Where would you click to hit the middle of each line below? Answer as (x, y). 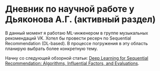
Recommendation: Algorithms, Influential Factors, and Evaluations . (72, 63)
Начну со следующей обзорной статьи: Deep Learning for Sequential (77, 58)
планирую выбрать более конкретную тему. (52, 48)
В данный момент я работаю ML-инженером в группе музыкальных (77, 33)
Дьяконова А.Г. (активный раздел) (80, 19)
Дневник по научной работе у (70, 9)
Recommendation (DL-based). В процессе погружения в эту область (77, 43)
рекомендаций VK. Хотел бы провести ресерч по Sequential (68, 38)
